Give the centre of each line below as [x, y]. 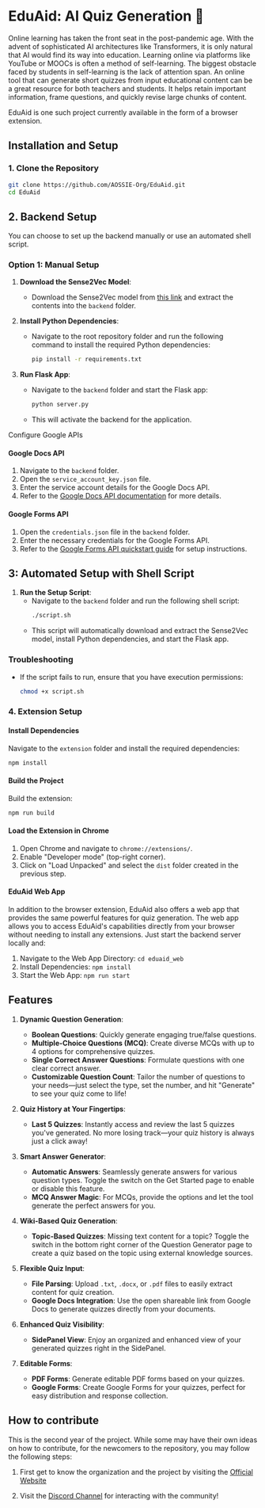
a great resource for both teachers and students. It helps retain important [127, 88]
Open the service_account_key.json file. [85, 479]
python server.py [60, 405]
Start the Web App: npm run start [75, 975]
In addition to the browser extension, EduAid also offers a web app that [124, 909]
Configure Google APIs [45, 435]
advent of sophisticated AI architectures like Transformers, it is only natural [131, 46]
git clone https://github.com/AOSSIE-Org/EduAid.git [97, 185]
